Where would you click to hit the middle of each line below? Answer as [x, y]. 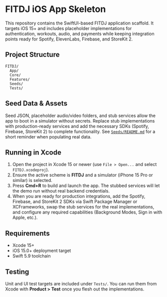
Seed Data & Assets [36, 103]
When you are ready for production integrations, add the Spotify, [79, 196]
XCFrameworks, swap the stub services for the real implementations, [83, 207]
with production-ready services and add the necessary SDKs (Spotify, [77, 126]
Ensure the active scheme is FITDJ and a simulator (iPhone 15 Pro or [83, 175]
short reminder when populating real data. [48, 136]
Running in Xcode [33, 152]
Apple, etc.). [25, 217]
